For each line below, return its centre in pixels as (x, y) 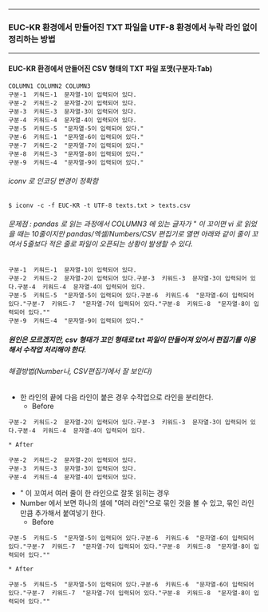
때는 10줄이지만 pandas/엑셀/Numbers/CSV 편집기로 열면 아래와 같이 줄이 (133, 234)
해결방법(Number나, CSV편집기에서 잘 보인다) (81, 371)
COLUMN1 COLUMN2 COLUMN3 (49, 86)
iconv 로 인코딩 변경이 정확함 (53, 181)
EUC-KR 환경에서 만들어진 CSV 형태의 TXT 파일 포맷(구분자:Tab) (110, 68)
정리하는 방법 (32, 39)
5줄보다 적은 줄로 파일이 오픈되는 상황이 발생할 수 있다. (108, 244)
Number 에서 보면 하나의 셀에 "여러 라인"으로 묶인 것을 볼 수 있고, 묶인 (130, 503)
